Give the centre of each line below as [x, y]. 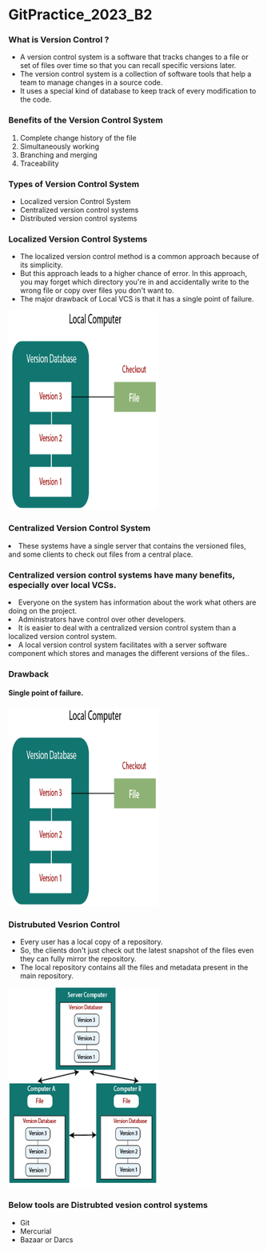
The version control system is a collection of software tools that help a [135, 74]
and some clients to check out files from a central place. [101, 554]
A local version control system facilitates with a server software [123, 645]
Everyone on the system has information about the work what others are [137, 602]
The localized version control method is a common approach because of [139, 257]
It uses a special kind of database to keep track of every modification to [138, 91]
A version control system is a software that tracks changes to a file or [134, 57]
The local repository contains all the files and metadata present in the [134, 967]
